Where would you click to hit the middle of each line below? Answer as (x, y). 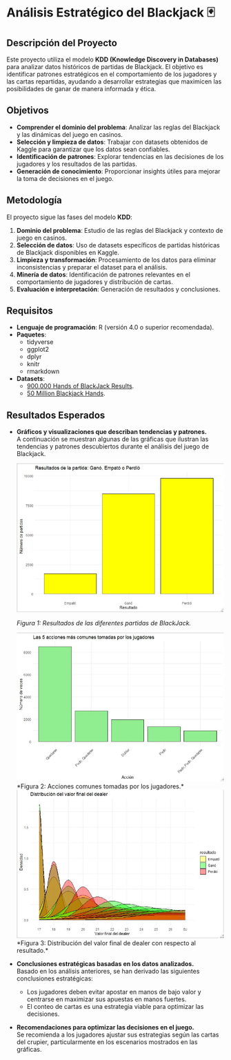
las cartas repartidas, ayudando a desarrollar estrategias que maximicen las (114, 82)
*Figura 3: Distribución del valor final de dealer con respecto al (106, 943)
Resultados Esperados (56, 415)
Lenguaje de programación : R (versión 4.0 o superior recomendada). (115, 328)
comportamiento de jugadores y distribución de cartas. (95, 282)
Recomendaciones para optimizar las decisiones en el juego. (105, 1028)
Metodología (34, 200)
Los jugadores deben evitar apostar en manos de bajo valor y (114, 992)
